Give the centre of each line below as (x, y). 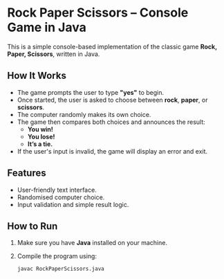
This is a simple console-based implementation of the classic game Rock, (112, 46)
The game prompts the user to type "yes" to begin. (91, 92)
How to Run (32, 226)
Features (27, 173)
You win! (40, 129)
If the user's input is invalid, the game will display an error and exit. (112, 151)
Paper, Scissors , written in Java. (54, 54)
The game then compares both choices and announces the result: (111, 122)
